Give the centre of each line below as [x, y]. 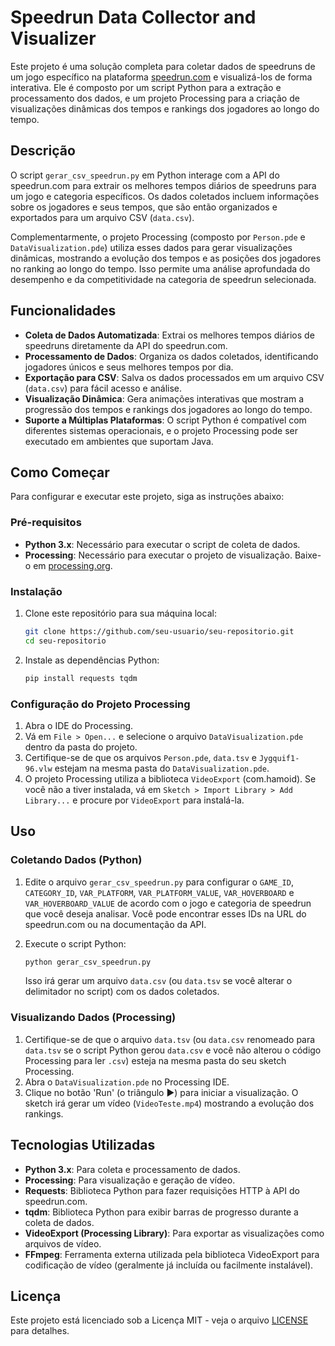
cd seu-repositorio [65, 641]
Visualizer [53, 38]
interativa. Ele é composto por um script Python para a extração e [146, 87]
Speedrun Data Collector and [133, 17]
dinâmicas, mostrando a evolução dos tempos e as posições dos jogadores [166, 258]
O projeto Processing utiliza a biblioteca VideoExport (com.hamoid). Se [170, 778]
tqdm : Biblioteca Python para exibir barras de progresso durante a [161, 1212]
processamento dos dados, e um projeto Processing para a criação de [155, 98]
